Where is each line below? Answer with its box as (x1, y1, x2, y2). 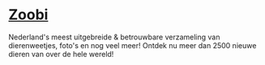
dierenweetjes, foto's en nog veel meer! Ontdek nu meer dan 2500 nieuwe (8, 40, 257, 50)
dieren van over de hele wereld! (8, 49, 114, 59)
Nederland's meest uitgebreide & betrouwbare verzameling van (8, 32, 220, 42)
